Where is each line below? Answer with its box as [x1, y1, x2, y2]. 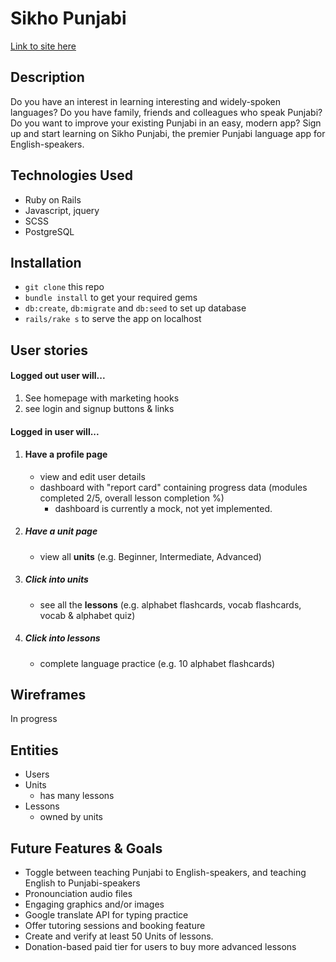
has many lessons [39, 790, 115, 802]
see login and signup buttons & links [24, 402, 175, 414]
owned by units [39, 811, 104, 823]
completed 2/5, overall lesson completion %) [39, 492, 225, 504]
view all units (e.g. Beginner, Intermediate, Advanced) [39, 550, 262, 562]
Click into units [24, 573, 89, 586]
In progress [10, 713, 58, 725]
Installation [10, 254, 82, 271]
